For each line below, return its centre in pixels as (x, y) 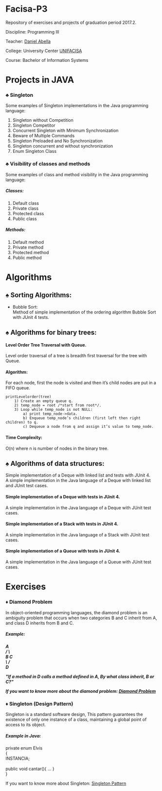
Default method (28, 242)
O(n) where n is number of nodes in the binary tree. (57, 448)
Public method (27, 258)
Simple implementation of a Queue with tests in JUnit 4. (63, 551)
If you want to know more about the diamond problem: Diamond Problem (81, 691)
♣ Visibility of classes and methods (48, 164)
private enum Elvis (24, 748)
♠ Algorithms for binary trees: (51, 333)
